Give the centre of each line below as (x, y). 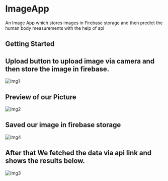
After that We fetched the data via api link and (78, 153)
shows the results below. (45, 161)
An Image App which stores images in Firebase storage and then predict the (84, 23)
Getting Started (30, 44)
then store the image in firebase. (57, 69)
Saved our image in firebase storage (63, 125)
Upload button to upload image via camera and (80, 61)
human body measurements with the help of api (55, 28)
